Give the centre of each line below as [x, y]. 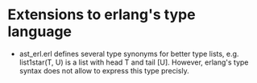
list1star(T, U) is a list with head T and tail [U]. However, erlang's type [134, 62]
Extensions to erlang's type [102, 15]
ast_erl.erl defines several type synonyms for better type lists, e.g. [129, 53]
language [40, 32]
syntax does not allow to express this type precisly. [104, 70]
